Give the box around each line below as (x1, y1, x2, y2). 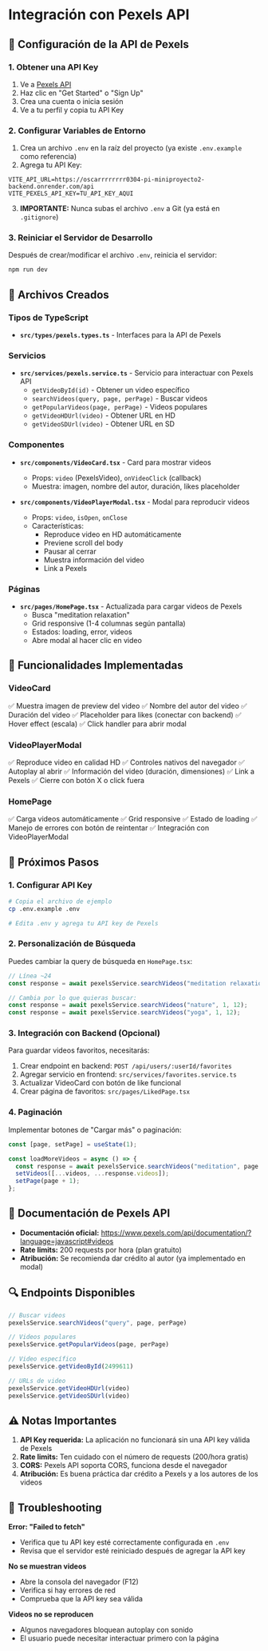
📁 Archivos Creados (8, 288, 109, 302)
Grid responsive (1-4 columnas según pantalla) (31, 618, 186, 628)
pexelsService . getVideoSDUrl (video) (8, 1392, 130, 1400)
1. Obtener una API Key (8, 62, 99, 73)
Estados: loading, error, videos (31, 626, 133, 637)
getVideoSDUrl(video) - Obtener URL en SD (31, 419, 175, 429)
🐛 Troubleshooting (8, 1501, 102, 1514)
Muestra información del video (43, 554, 145, 565)
